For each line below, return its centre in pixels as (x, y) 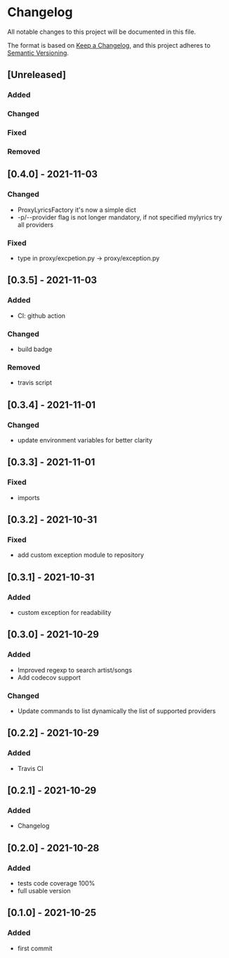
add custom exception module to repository (80, 555)
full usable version (44, 891)
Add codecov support (49, 677)
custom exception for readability (64, 613)
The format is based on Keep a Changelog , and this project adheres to (109, 45)
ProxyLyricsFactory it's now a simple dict (77, 210)
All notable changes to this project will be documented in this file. (102, 32)
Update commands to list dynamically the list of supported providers (117, 711)
